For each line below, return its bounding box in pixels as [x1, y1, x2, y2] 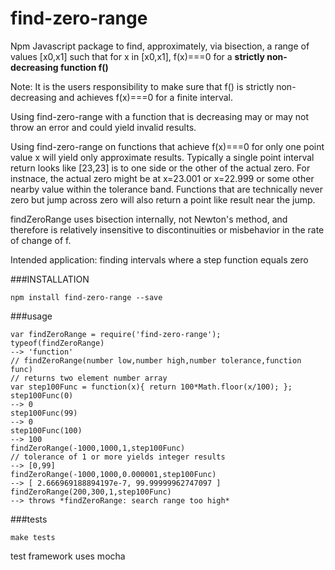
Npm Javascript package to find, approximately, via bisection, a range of [10, 40, 310, 52]
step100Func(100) [10, 425, 83, 436]
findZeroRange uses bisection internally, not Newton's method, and [10, 213, 288, 225]
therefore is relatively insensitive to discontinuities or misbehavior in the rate [10, 223, 325, 236]
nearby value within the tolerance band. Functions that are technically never [10, 183, 323, 195]
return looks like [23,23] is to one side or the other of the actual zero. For [10, 162, 311, 174]
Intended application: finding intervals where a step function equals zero [10, 253, 309, 266]
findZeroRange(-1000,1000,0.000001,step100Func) [10, 469, 217, 479]
